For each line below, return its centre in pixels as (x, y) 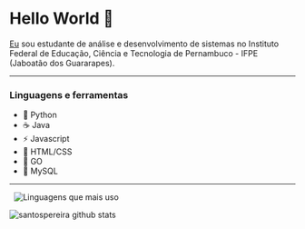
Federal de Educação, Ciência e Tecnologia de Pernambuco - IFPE (134, 53)
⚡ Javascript (46, 139)
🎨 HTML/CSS (47, 152)
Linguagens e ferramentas (69, 95)
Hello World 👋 (62, 19)
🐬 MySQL (40, 171)
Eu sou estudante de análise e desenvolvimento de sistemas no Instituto (144, 44)
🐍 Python (39, 115)
